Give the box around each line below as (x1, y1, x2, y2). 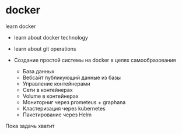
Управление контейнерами (22, 80, 91, 87)
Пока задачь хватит (5, 122, 55, 129)
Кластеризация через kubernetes (22, 105, 106, 112)
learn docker (5, 23, 36, 30)
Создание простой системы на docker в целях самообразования (13, 56, 176, 63)
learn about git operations (13, 45, 76, 52)
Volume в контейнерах (22, 93, 79, 100)
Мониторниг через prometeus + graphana (22, 98, 126, 105)
